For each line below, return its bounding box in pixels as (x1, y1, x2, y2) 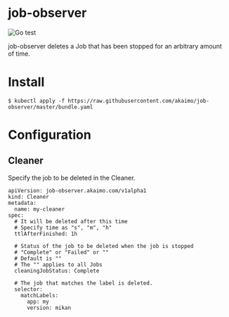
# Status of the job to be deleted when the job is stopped (14, 242, 194, 249)
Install (8, 74, 45, 90)
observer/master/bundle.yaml (8, 104, 93, 111)
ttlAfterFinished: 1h (14, 230, 78, 237)
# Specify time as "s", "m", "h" (14, 224, 112, 231)
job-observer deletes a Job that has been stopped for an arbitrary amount (8, 42, 222, 50)
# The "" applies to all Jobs (14, 261, 103, 268)
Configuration (8, 127, 92, 143)
